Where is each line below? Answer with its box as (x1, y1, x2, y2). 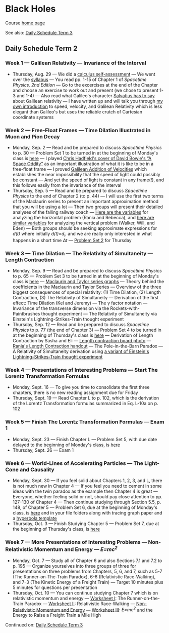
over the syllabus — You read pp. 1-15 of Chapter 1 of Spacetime (12, 76, 147, 83)
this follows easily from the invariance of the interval (12, 182, 122, 188)
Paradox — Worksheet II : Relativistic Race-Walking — (24, 601, 135, 607)
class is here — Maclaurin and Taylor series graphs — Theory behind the (12, 279, 164, 285)
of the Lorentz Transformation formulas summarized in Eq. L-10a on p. (12, 401, 158, 407)
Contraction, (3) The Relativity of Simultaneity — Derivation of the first (12, 295, 159, 301)
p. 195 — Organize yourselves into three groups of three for (12, 563, 136, 569)
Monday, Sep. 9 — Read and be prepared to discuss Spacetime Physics (12, 268, 162, 274)
